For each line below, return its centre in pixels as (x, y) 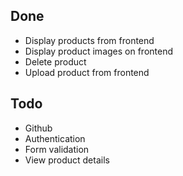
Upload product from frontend (87, 72)
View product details (67, 160)
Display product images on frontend (99, 51)
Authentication (55, 138)
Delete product (55, 61)
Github (38, 128)
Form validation (57, 149)
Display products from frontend (89, 40)
